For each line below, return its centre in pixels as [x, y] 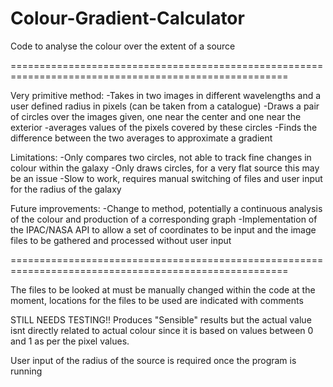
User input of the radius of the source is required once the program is [153, 360]
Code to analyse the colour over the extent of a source [123, 46]
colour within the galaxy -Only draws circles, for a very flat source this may [165, 168]
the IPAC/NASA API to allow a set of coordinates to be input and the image [163, 229]
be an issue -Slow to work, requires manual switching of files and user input [166, 178]
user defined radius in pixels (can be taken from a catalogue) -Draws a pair [165, 106]
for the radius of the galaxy [66, 189]
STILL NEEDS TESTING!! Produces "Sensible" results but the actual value [161, 319]
